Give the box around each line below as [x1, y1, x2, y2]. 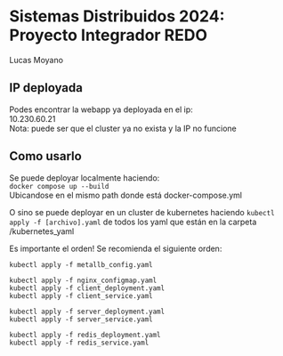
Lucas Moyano [9, 54, 64, 65]
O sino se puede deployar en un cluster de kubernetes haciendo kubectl [9, 206, 275, 217]
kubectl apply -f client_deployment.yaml [9, 283, 166, 293]
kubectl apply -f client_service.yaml [9, 291, 153, 300]
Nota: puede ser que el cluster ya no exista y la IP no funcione [9, 123, 238, 133]
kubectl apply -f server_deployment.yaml [9, 307, 166, 316]
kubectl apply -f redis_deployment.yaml [9, 330, 162, 339]
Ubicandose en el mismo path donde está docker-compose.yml [9, 190, 243, 200]
